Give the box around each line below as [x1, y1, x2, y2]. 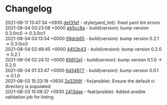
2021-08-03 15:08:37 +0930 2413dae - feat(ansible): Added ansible [5, 88, 146, 94]
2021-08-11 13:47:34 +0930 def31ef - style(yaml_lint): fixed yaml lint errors [5, 19, 160, 25]
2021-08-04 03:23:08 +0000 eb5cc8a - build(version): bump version [5, 24, 149, 30]
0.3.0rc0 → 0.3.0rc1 [5, 30, 46, 36]
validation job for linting [5, 93, 54, 100]
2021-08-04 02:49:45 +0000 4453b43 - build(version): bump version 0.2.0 [5, 46, 162, 52]
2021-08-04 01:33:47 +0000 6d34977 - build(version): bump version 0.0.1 [5, 67, 159, 73]
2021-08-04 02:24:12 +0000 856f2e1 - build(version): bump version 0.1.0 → [5, 56, 162, 62]
